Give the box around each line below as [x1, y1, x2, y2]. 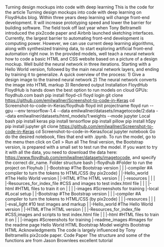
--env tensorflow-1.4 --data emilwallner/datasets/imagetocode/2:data [14, 108, 155, 114]
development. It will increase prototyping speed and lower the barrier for [5, 20, 152, 25]
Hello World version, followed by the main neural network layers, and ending [5, 66, 159, 72]
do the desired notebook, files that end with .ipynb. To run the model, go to [5, 134, 156, 140]
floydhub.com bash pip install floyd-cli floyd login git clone [5, 92, 123, 98]
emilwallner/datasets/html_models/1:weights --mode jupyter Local [17, 113, 150, 119]
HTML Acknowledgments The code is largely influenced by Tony [5, 227, 136, 233]
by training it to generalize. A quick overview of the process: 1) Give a [5, 72, 145, 77]
